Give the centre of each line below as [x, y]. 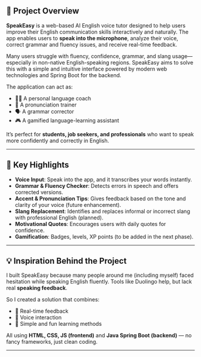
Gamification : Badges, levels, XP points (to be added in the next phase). [104, 236]
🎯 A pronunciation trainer [45, 105]
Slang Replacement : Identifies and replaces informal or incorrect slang [102, 211]
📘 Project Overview [43, 11]
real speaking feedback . [37, 288]
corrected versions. [39, 192]
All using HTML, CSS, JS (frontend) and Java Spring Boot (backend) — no [99, 335]
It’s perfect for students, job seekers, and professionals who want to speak [100, 134]
